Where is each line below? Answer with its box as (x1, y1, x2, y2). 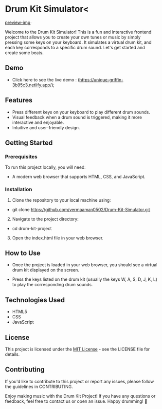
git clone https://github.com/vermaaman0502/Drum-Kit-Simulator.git (12, 206, 150, 213)
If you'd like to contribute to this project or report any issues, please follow (5, 378, 154, 384)
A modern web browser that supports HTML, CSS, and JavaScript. (12, 174, 146, 180)
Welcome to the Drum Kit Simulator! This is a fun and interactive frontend (5, 29, 152, 35)
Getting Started (5, 138, 53, 147)
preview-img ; (5, 19, 32, 25)
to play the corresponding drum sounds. (12, 282, 93, 288)
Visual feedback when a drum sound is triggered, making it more (12, 114, 142, 120)
